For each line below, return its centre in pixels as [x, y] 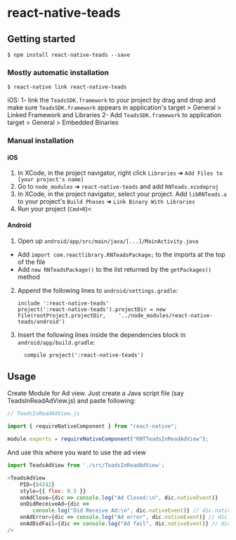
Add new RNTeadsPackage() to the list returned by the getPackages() [114, 269]
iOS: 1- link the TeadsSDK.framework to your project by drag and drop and [112, 100]
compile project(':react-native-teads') [84, 355]
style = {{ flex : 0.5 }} [53, 491]
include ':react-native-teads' [63, 303]
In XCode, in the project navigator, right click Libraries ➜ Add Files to [120, 173]
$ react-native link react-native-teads [67, 87]
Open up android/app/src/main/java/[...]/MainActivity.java [108, 241]
